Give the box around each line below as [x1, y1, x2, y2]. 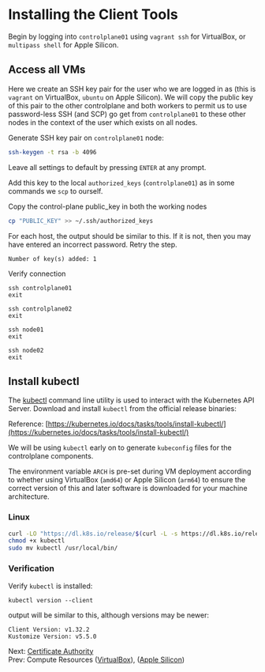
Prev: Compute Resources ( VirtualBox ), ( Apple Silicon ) [8, 655, 185, 664]
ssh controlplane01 [8, 284, 73, 292]
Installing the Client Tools [8, 6, 179, 24]
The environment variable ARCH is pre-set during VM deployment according [8, 466, 252, 476]
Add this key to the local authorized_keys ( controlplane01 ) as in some [8, 178, 235, 187]
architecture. [8, 492, 50, 501]
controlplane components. [8, 451, 94, 461]
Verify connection [8, 269, 66, 278]
